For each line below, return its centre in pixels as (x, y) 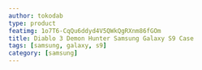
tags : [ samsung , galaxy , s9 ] (58, 46)
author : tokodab (36, 16)
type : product (32, 23)
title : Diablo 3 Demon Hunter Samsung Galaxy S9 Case (101, 38)
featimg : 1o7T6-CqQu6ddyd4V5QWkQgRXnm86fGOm (85, 31)
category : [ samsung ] (43, 53)
